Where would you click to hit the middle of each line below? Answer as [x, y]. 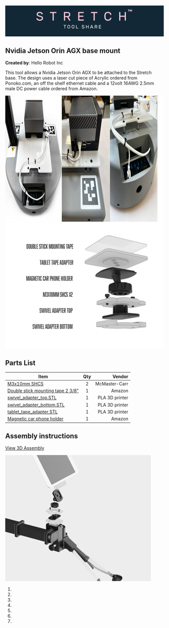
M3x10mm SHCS [25, 384]
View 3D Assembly [25, 448]
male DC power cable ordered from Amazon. [52, 89]
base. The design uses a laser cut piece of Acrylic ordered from [71, 78]
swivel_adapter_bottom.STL [36, 405]
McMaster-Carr [112, 384]
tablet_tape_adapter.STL [32, 412]
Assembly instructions [41, 436]
